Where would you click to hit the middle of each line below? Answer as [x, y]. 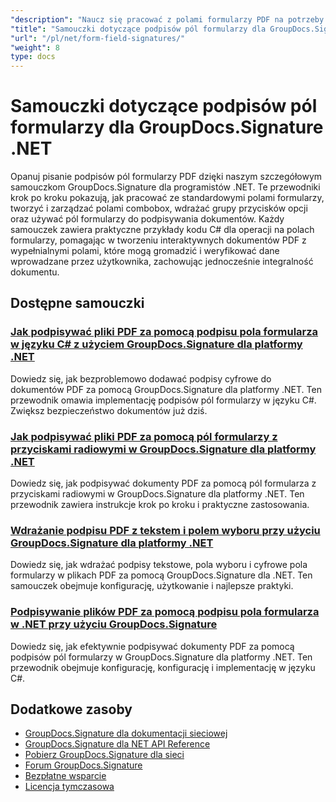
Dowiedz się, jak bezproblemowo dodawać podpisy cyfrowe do [141, 378]
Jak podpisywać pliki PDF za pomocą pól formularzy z [144, 436]
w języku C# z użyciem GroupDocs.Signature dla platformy [156, 344]
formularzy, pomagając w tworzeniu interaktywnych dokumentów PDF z [158, 240]
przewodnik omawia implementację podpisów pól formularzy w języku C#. [163, 400]
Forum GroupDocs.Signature [83, 765]
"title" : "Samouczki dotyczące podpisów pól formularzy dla [138, 29]
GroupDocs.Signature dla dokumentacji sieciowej [126, 733]
